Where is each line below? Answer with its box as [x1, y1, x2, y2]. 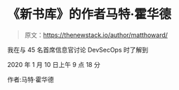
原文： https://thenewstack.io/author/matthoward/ [24, 31, 168, 39]
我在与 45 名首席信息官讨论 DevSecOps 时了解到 [7, 45, 149, 54]
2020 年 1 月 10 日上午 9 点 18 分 [7, 60, 100, 68]
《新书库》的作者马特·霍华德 [7, 6, 172, 22]
